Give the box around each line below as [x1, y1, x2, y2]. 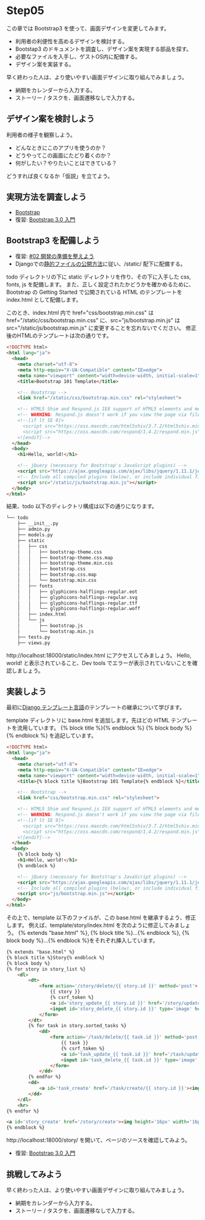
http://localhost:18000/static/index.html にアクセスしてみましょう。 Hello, [6, 652, 192, 659]
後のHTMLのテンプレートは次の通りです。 [6, 332, 112, 339]
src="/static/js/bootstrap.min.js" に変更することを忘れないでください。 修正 [6, 324, 197, 332]
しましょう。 [11, 667, 44, 674]
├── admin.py [17, 526, 51, 532]
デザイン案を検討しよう [6, 114, 95, 124]
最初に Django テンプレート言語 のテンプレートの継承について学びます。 [6, 703, 185, 711]
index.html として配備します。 [6, 296, 82, 303]
